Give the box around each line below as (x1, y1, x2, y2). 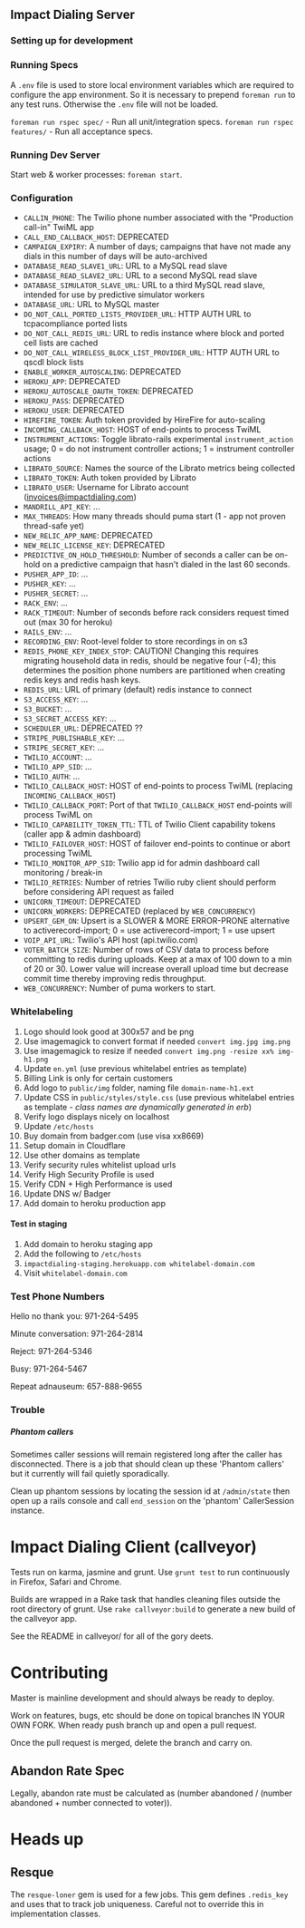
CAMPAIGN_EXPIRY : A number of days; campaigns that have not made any (23, 241, 291, 252)
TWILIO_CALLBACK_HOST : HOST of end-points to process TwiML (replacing (23, 780, 293, 791)
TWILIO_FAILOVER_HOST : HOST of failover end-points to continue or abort (23, 838, 291, 849)
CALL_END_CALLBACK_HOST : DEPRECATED (23, 231, 170, 243)
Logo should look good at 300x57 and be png (23, 1026, 195, 1037)
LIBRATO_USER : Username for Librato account (23, 482, 189, 493)
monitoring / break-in (23, 867, 103, 878)
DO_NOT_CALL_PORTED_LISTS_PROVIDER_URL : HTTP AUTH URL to (23, 308, 252, 320)
